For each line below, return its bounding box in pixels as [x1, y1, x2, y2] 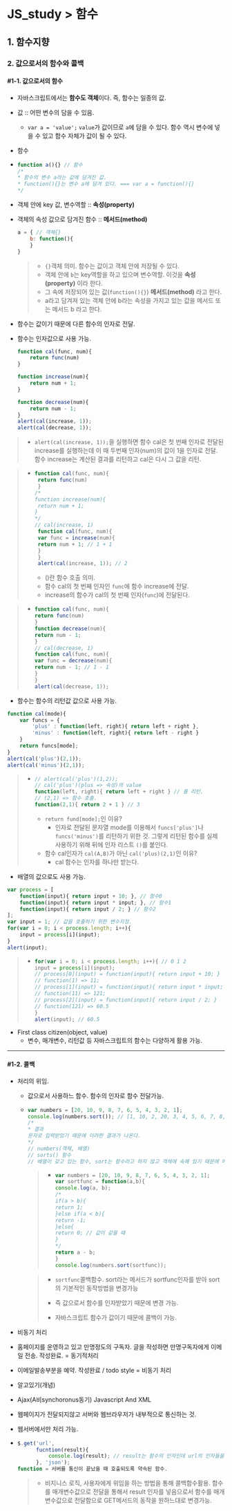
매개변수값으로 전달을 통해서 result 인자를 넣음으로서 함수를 [52, 1487, 212, 1496]
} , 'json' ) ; [35, 1459, 70, 1466]
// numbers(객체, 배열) [27, 1145, 90, 1152]
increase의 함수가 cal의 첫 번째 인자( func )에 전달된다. [44, 591, 190, 599]
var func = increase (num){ [37, 534, 115, 541]
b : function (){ [30, 235, 74, 242]
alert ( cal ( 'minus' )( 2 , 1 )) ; [7, 761, 85, 768]
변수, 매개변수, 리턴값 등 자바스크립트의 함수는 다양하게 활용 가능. [27, 1037, 202, 1045]
